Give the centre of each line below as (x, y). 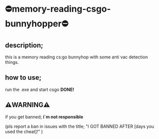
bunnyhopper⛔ (37, 24)
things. (12, 62)
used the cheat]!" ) (24, 131)
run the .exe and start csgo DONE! (40, 89)
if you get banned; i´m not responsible (44, 117)
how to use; (23, 78)
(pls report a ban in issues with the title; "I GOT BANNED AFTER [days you (79, 126)
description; (24, 45)
